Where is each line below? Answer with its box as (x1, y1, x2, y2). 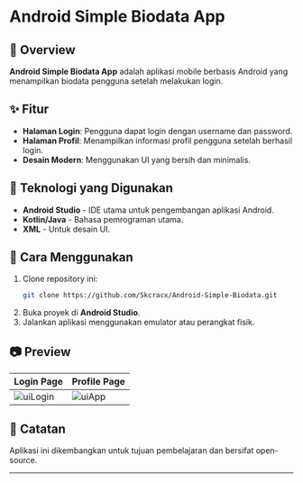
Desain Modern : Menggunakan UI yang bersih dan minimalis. (22, 154, 251, 165)
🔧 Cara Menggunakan (9, 250, 133, 265)
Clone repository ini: (22, 273, 98, 285)
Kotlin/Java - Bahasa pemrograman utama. (22, 214, 184, 224)
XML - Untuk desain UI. (22, 223, 111, 234)
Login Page (14, 376, 63, 388)
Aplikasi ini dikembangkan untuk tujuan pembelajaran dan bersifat (9, 444, 254, 456)
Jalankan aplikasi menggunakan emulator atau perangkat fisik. (22, 317, 255, 328)
